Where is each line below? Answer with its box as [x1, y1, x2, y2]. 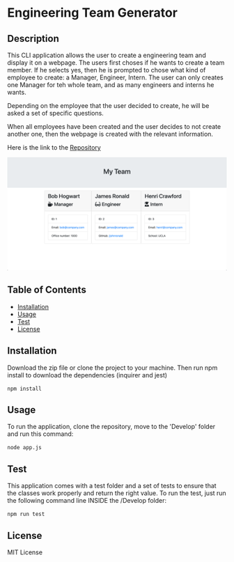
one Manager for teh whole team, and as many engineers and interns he [7, 81, 214, 88]
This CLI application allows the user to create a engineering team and [7, 51, 207, 59]
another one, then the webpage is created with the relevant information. [7, 130, 214, 138]
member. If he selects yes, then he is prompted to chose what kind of [7, 66, 206, 74]
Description [7, 33, 59, 45]
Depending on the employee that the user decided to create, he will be [7, 102, 210, 109]
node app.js [7, 444, 42, 451]
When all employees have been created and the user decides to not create [7, 123, 221, 130]
